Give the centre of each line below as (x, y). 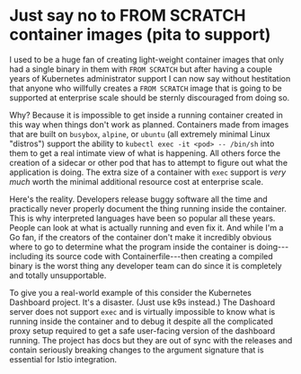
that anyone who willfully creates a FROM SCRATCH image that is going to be (146, 88)
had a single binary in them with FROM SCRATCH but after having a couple (141, 69)
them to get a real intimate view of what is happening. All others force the (145, 152)
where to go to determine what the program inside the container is (132, 247)
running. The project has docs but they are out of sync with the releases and (151, 340)
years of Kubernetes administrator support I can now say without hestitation (150, 78)
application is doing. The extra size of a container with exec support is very (148, 172)
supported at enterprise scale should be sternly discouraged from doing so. (150, 97)
